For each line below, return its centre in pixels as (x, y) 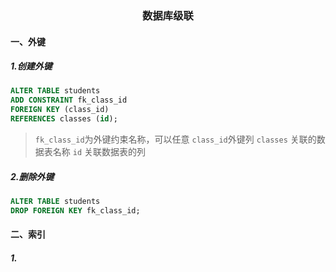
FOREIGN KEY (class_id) (60, 110)
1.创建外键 (31, 66)
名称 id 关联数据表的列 (99, 151)
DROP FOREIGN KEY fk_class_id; (75, 210)
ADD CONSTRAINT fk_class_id (69, 100)
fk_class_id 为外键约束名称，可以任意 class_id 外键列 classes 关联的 (175, 139)
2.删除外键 (32, 176)
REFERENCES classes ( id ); (64, 119)
